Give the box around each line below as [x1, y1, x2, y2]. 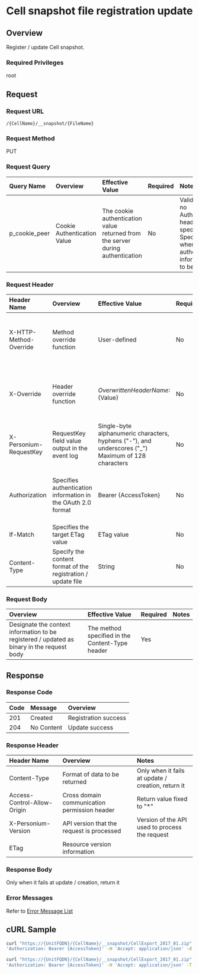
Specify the [52, 547, 85, 556]
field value [52, 436, 82, 444]
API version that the [62, 819, 117, 828]
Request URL [6, 107, 44, 115]
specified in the [88, 632, 131, 640]
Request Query [6, 162, 50, 171]
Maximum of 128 [98, 451, 146, 459]
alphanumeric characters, [98, 429, 170, 437]
